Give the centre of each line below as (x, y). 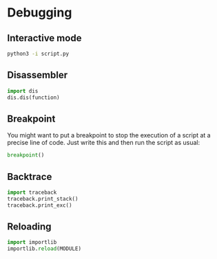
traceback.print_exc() (40, 205)
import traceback (32, 192)
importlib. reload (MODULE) (44, 249)
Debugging (40, 13)
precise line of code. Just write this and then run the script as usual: (104, 143)
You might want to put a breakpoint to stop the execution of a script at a (109, 135)
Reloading (29, 226)
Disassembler (37, 75)
